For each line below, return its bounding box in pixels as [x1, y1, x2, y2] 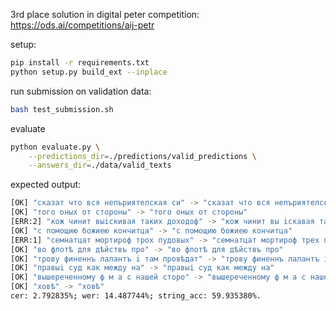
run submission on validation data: [10, 85, 152, 97]
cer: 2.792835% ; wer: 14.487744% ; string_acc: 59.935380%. [10, 291, 262, 301]
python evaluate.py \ [10, 142, 101, 152]
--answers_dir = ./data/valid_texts [28, 160, 172, 171]
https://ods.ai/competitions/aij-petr [10, 19, 155, 31]
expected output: [10, 179, 82, 191]
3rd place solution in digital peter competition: [10, 9, 200, 20]
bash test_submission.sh [10, 104, 114, 114]
